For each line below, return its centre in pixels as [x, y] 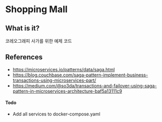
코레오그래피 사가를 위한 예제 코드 [39, 41]
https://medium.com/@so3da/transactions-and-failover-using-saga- [85, 85]
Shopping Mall [36, 9]
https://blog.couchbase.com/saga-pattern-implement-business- [80, 75]
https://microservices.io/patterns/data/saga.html [64, 69]
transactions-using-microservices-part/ [54, 80]
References [24, 57]
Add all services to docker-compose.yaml [56, 114]
